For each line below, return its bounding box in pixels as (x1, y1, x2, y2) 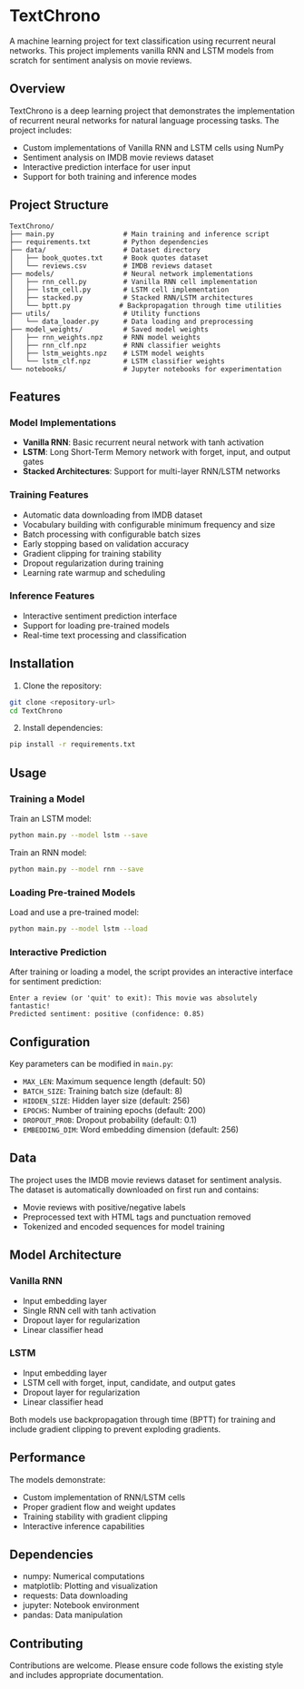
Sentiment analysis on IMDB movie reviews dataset (22, 152, 214, 163)
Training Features (9, 489, 89, 501)
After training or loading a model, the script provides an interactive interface (9, 966, 293, 977)
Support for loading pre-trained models (22, 619, 170, 631)
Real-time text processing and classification (22, 629, 188, 640)
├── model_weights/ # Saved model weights (9, 324, 209, 334)
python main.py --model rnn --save (9, 864, 144, 874)
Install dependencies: (22, 723, 103, 734)
